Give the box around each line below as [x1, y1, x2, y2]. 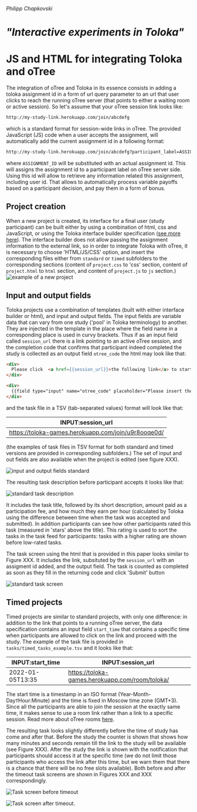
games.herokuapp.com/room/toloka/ [68, 676, 169, 684]
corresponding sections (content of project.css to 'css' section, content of [6, 261, 188, 268]
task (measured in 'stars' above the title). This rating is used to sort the [6, 526, 177, 533]
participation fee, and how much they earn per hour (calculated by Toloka [6, 507, 184, 514]
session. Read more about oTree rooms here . [6, 716, 115, 723]
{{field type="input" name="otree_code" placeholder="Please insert [11, 388, 182, 394]
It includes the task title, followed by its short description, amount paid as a [6, 501, 187, 508]
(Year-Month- [118, 690, 151, 697]
